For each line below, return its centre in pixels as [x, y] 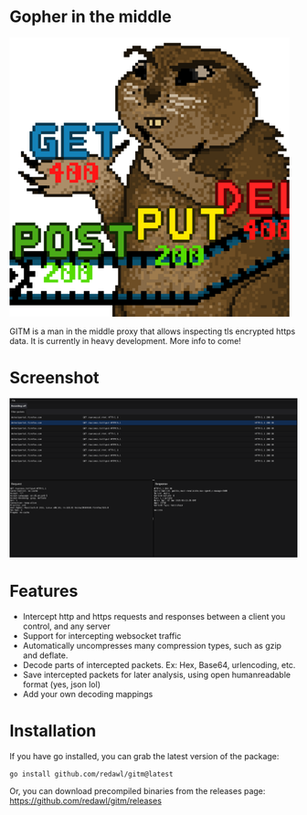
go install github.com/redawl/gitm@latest [91, 774]
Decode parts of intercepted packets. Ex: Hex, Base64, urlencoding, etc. [159, 664]
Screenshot [54, 378]
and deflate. [45, 655]
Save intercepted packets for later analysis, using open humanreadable [156, 674]
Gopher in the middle [90, 17]
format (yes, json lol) [61, 684]
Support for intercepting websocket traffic [102, 635]
